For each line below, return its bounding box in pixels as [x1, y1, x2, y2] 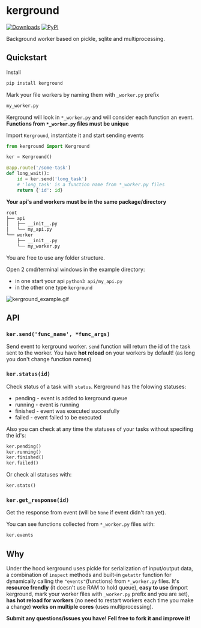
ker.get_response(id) [6, 497, 70, 504]
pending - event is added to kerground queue [14, 394, 128, 401]
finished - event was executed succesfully [14, 407, 120, 415]
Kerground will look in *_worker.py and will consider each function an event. [6, 114, 194, 121]
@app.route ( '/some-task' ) [6, 165, 71, 171]
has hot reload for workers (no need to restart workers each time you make [6, 597, 194, 604]
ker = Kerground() [6, 154, 52, 160]
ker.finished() [6, 454, 44, 460]
